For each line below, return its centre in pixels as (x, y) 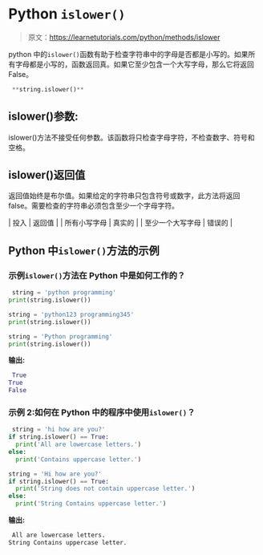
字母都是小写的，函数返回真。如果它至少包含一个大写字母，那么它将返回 (134, 64)
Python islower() (67, 14)
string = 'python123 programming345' (71, 314)
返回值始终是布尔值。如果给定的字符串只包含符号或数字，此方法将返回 (124, 196)
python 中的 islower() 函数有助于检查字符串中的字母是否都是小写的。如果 (128, 54)
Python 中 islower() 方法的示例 (84, 251)
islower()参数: (43, 117)
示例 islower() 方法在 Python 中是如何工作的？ (97, 275)
